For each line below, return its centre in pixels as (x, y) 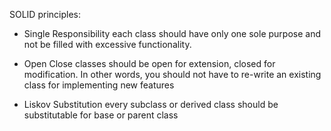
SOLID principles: (45, 14)
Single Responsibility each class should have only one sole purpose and (172, 33)
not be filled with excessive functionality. (107, 44)
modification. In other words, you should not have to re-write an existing (172, 74)
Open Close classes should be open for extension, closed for (149, 63)
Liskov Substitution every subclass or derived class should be (151, 104)
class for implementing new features (99, 85)
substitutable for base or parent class (101, 115)
